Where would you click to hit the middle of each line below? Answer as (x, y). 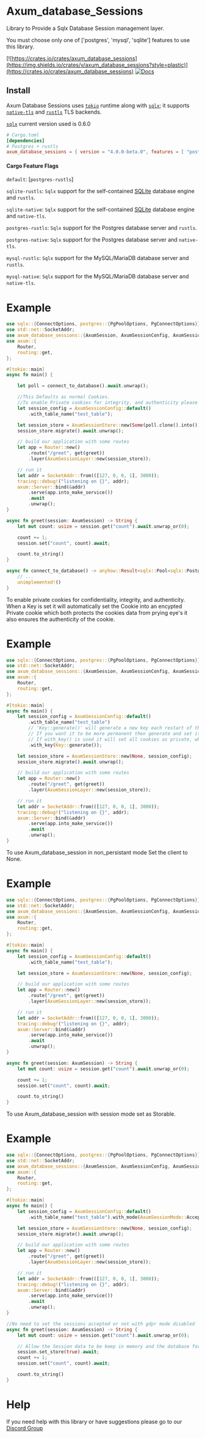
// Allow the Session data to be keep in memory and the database (103, 1346)
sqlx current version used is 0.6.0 (49, 124)
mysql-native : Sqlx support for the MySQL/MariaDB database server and (98, 276)
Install (18, 91)
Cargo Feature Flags (33, 166)
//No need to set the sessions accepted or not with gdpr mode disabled (101, 1324)
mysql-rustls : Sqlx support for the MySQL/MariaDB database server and (98, 258)
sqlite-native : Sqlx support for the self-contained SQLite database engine (101, 210)
